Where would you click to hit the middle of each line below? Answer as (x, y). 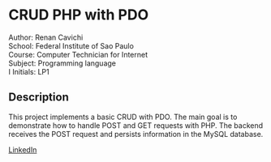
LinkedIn (23, 149)
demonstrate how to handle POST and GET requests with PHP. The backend (136, 125)
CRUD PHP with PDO (78, 15)
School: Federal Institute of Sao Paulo (71, 45)
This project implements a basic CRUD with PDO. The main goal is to (123, 117)
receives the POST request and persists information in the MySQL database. (136, 134)
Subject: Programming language (62, 63)
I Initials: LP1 (29, 71)
